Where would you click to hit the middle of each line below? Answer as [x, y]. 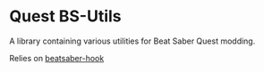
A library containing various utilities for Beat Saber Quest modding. [132, 41]
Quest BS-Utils [65, 16]
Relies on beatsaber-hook [57, 58]
